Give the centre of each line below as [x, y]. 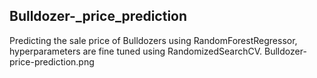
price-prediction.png [52, 61]
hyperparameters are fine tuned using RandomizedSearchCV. [136, 51]
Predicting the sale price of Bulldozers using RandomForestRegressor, [153, 40]
